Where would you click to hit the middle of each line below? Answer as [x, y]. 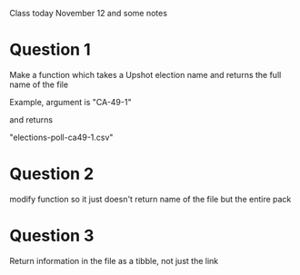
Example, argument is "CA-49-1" [70, 102]
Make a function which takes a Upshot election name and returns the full [145, 74]
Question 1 [50, 50]
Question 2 [52, 174]
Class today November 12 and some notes [89, 13]
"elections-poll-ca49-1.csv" [61, 137]
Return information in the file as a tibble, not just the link [114, 260]
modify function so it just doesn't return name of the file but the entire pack [150, 199]
